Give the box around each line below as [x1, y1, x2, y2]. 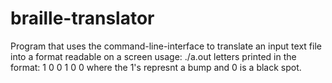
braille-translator [10, 7, 155, 30]
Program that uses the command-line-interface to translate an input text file [10, 40, 322, 52]
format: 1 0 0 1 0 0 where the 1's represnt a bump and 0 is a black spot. [10, 61, 302, 73]
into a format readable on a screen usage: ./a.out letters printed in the [10, 50, 297, 62]
